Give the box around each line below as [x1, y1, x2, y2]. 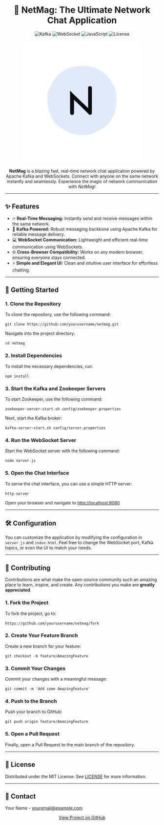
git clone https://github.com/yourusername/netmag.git [5, 322, 119, 327]
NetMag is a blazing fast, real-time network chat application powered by [9, 168, 155, 174]
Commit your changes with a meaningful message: [5, 676, 107, 682]
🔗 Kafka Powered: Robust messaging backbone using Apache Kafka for [12, 226, 158, 232]
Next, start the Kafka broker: [5, 415, 62, 421]
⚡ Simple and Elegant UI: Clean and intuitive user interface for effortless [12, 260, 158, 266]
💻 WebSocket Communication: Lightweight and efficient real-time [12, 237, 148, 243]
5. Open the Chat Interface [5, 470, 69, 477]
